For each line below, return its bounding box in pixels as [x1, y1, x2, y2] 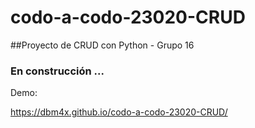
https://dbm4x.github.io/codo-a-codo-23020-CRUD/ [10, 106, 228, 118]
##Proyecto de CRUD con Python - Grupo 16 [10, 39, 195, 51]
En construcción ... [10, 64, 105, 78]
